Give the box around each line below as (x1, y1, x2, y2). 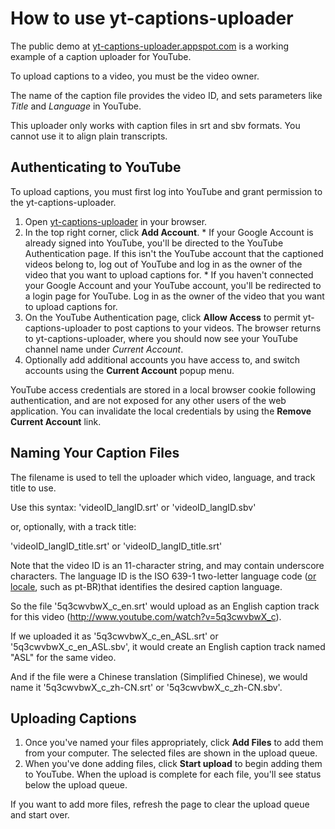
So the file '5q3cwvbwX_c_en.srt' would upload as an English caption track (10, 600, 320, 612)
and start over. (10, 809, 70, 821)
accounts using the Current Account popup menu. (24, 364, 235, 376)
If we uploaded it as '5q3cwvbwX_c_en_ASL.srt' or (10, 630, 219, 642)
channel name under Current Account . (24, 343, 184, 355)
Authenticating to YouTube (10, 159, 182, 176)
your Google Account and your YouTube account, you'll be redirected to (24, 279, 322, 291)
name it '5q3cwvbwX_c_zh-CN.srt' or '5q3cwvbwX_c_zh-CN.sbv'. (10, 681, 283, 693)
